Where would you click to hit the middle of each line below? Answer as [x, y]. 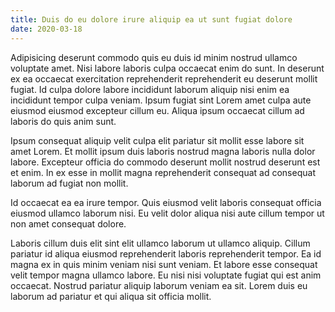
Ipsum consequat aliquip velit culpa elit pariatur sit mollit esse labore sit [157, 140]
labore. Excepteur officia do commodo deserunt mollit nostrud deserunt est [165, 162]
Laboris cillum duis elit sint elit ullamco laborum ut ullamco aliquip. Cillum [160, 243]
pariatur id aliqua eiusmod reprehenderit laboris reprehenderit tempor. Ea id [166, 253]
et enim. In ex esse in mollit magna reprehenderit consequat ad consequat [163, 172]
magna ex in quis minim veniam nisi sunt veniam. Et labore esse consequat [164, 264]
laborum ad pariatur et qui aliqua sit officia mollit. [111, 296]
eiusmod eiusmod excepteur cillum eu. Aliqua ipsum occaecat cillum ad [157, 110]
